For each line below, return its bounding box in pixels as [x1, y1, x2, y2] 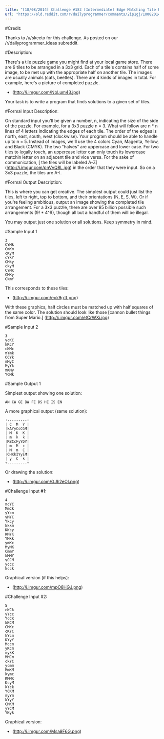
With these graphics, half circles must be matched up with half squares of [5, 304, 154, 310]
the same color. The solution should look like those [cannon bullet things [5, 309, 151, 315]
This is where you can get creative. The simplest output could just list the [5, 189, 152, 194]
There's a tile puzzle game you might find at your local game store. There [5, 59, 153, 65]
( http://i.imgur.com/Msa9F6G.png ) [12, 728, 82, 734]
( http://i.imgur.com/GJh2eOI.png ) [12, 478, 80, 484]
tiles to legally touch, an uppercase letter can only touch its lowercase [5, 149, 145, 155]
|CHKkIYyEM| [5, 452, 29, 457]
